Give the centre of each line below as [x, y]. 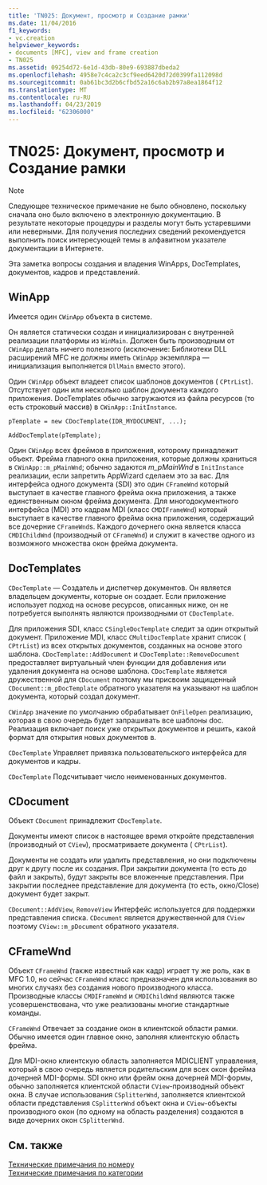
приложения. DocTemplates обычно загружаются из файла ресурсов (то [132, 398]
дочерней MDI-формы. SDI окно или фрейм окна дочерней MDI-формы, [131, 1078]
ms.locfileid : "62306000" [51, 112]
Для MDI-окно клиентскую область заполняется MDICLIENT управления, [133, 1061]
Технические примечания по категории [76, 1173]
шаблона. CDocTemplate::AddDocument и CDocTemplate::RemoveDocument [124, 654]
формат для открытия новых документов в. [82, 737]
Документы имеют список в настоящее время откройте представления [132, 836]
